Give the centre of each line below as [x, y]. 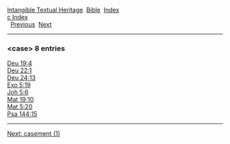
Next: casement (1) [34, 134]
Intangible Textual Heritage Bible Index [63, 10]
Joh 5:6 [18, 92]
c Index [18, 17]
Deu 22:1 [20, 70]
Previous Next [31, 24]
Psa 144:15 [22, 114]
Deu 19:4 [20, 63]
